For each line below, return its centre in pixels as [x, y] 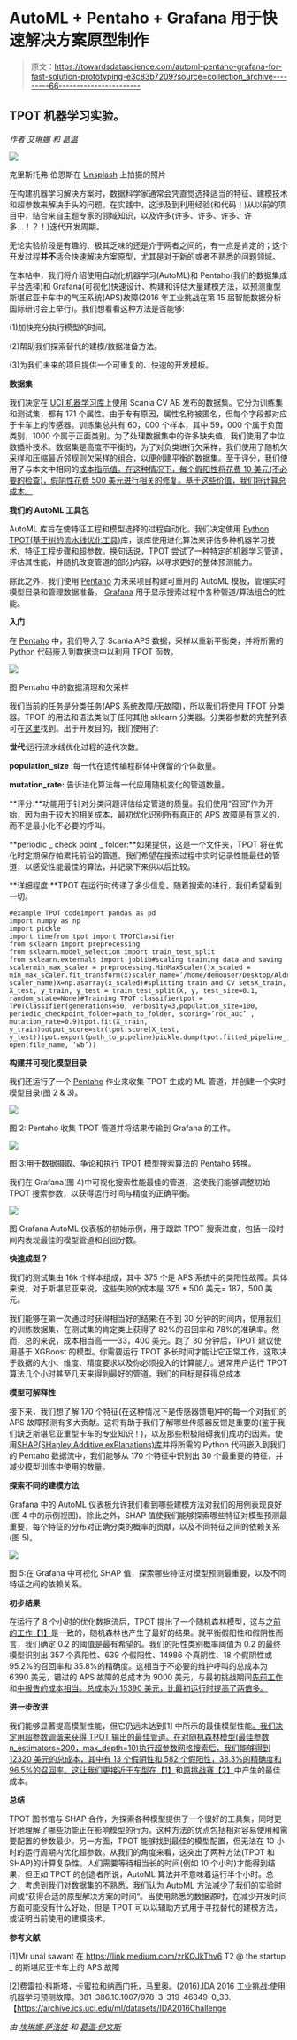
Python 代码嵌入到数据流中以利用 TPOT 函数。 [94, 651]
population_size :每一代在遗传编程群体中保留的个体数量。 [115, 765]
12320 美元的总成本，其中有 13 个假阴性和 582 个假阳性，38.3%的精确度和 [145, 1758]
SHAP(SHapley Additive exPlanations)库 [90, 1444]
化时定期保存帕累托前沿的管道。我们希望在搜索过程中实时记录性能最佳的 [141, 855]
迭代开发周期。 [77, 226]
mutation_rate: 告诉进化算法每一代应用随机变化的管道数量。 [119, 784]
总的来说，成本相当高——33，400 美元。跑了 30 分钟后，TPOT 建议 [149, 1340]
